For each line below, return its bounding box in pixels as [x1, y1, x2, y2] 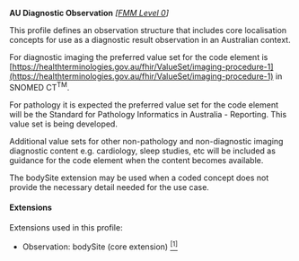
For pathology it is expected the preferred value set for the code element [9, 99, 279, 110]
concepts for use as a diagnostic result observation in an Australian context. [9, 35, 291, 45]
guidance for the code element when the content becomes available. [9, 154, 264, 165]
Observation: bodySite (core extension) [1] [22, 239, 178, 252]
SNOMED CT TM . [9, 81, 70, 92]
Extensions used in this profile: [9, 222, 123, 232]
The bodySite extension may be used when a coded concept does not [9, 172, 269, 183]
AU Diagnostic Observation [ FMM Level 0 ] [9, 8, 169, 18]
